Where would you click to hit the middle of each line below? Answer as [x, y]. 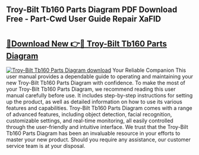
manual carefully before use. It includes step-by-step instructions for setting [99, 95]
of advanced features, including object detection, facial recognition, [89, 114]
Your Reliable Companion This [149, 70]
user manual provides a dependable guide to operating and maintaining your [100, 76]
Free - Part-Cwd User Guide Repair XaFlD [84, 19]
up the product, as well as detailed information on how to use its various [94, 102]
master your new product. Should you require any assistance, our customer [99, 140]
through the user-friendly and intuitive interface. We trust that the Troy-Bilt [97, 127]
